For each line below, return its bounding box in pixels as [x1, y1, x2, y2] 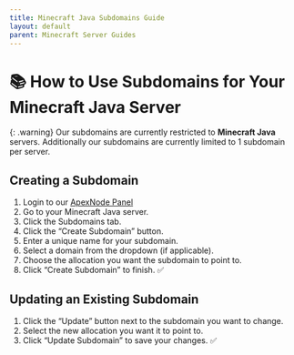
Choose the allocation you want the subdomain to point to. [22, 255, 243, 266]
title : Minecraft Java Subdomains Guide [9, 13, 166, 23]
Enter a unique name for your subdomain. [22, 236, 179, 247]
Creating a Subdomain [9, 172, 139, 188]
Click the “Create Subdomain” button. [22, 226, 164, 237]
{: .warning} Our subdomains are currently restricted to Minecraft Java [9, 127, 276, 137]
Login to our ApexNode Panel [22, 197, 134, 208]
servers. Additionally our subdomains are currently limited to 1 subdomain [9, 137, 286, 147]
